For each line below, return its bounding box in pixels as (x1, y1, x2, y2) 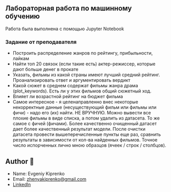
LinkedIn (12, 181, 31, 187)
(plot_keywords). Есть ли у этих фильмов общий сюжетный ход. (12, 88, 152, 94)
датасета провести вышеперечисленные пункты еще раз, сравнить (12, 131, 161, 137)
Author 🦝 (5, 157, 34, 165)
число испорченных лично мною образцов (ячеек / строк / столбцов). (12, 142, 166, 149)
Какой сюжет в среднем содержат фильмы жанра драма (12, 83, 138, 89)
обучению (5, 12, 40, 21)
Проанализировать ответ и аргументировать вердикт (12, 77, 131, 83)
